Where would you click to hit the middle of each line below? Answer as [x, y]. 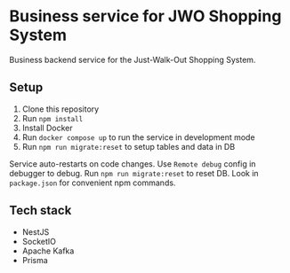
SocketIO [39, 241]
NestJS [36, 231]
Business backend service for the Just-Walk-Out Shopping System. [133, 59]
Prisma [35, 260]
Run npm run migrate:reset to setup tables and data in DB [129, 146]
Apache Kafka [48, 251]
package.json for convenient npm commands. [93, 183]
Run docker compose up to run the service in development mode [138, 137]
